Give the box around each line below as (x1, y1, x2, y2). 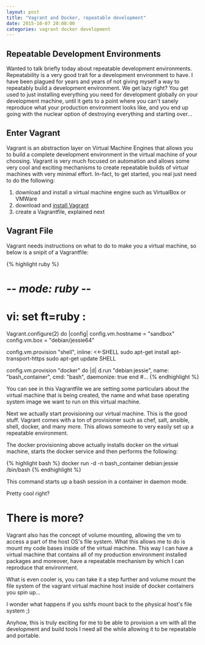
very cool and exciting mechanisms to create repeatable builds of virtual (6, 163, 188, 171)
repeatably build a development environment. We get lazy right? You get (6, 84, 188, 92)
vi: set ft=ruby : (6, 310, 86, 324)
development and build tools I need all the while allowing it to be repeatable (6, 625, 196, 633)
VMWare (15, 195, 38, 202)
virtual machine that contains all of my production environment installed (6, 551, 187, 558)
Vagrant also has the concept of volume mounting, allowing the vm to (6, 531, 182, 539)
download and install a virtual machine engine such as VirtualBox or (15, 188, 187, 196)
